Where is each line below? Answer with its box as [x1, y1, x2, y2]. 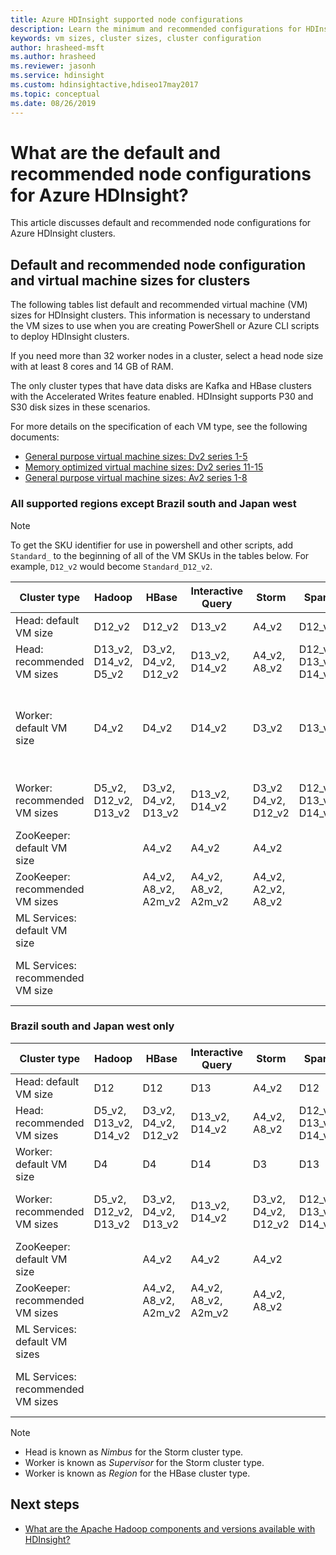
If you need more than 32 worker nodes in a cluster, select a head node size [10, 350, 324, 362]
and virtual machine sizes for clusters [10, 272, 251, 289]
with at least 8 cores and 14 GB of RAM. [10, 361, 174, 373]
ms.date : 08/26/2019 [10, 98, 97, 108]
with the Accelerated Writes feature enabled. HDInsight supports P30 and [10, 391, 314, 403]
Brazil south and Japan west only [10, 1019, 175, 1033]
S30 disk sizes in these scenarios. [10, 401, 151, 413]
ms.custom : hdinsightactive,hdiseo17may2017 [10, 80, 199, 90]
